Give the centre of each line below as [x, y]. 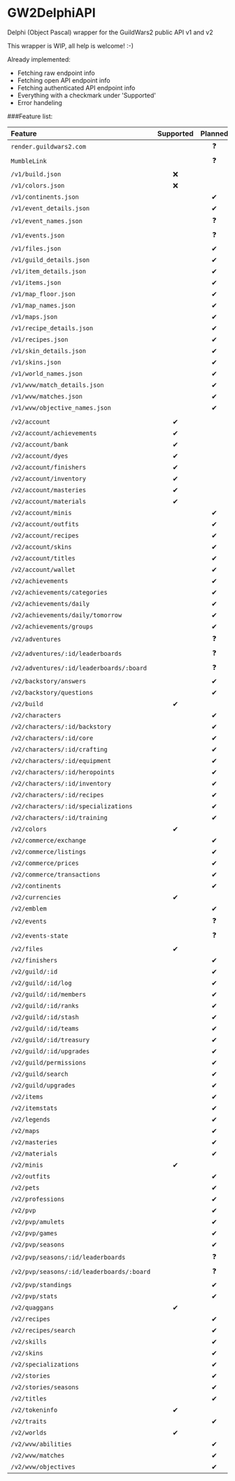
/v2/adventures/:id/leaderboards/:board [79, 668]
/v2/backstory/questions [52, 692]
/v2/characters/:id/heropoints [63, 772]
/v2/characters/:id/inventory [61, 783]
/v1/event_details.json [50, 208]
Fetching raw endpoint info [56, 73]
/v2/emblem [29, 908]
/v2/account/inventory [48, 478]
